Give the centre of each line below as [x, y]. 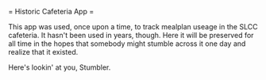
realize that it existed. [43, 52]
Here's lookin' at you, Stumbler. [60, 67]
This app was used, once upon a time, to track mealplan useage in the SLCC [133, 27]
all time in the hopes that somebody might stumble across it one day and [127, 44]
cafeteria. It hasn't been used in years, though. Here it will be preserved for [131, 35]
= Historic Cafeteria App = [51, 11]
